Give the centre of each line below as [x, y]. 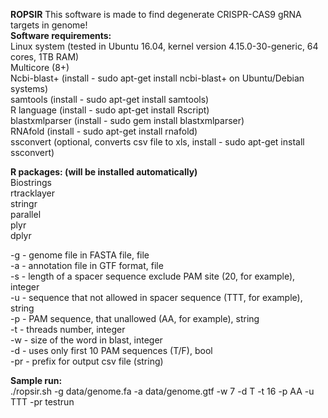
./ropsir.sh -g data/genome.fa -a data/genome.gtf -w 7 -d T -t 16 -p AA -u [162, 391]
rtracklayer [32, 193]
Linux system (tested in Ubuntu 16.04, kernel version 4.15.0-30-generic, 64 [164, 46]
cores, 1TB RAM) [45, 57]
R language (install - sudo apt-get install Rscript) [110, 110]
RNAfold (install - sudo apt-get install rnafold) [104, 131]
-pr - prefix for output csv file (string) [87, 361]
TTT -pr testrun [42, 402]
